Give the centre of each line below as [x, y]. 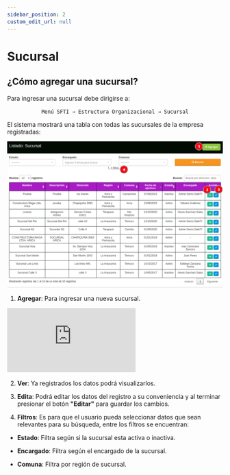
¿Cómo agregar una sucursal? [73, 82]
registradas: [24, 132]
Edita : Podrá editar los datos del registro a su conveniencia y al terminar [119, 396]
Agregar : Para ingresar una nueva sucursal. [79, 298]
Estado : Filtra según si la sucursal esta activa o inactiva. [96, 437]
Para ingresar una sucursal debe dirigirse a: [68, 98]
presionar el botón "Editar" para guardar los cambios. [93, 404]
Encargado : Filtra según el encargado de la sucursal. [92, 451]
